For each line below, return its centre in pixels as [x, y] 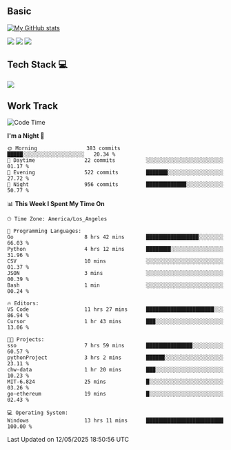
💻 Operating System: [38, 413]
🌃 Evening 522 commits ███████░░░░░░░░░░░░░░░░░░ [115, 173]
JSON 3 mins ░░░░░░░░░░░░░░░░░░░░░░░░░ [115, 274]
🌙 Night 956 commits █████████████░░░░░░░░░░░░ [115, 185]
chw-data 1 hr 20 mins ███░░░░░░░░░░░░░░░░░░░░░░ [115, 370]
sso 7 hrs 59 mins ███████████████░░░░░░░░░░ [115, 346]
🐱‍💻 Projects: [26, 340]
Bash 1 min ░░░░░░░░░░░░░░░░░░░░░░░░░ [115, 285]
